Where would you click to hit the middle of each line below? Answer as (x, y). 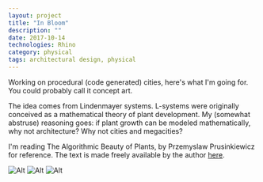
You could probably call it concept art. (71, 90)
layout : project (35, 15)
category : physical (40, 52)
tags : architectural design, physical (72, 60)
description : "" (35, 30)
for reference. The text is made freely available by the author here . (116, 154)
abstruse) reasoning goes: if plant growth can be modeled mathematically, (130, 123)
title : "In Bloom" (38, 23)
